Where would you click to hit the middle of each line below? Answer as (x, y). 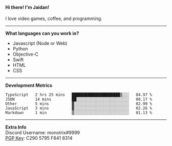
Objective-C (26, 54)
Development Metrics (29, 85)
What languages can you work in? (42, 33)
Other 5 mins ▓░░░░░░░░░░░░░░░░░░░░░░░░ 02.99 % (79, 104)
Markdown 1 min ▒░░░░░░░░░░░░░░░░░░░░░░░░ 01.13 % (79, 113)
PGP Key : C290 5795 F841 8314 (39, 138)
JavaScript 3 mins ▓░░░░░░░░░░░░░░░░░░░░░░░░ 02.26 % (79, 108)
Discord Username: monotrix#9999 (43, 133)
